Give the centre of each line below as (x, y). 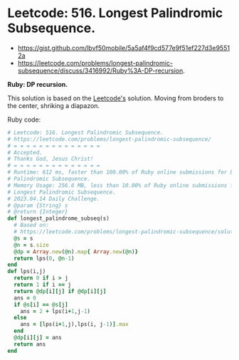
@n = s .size (32, 245)
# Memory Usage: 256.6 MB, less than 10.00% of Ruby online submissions (117, 185)
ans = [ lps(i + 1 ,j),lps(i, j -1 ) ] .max (75, 324)
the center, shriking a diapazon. (54, 105)
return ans (30, 344)
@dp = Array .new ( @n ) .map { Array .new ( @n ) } (76, 252)
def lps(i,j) (27, 272)
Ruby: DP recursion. (38, 84)
